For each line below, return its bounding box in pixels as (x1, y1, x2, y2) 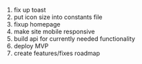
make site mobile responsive (13, 27, 95, 35)
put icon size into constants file (13, 13, 103, 21)
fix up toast (13, 6, 46, 14)
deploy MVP (13, 42, 49, 50)
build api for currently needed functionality (13, 35, 136, 43)
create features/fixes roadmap (13, 49, 101, 57)
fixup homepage (13, 20, 61, 28)
